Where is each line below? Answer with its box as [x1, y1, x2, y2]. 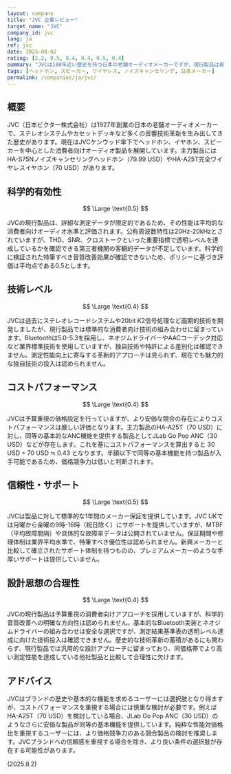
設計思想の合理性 [7, 577, 80, 588]
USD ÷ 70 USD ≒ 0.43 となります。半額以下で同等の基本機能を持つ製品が [7, 448, 216, 457]
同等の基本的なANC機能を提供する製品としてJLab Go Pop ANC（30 [25, 431, 218, 440]
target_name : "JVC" [7, 23, 63, 30]
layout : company [7, 10, 54, 17]
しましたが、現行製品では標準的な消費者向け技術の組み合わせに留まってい [12, 324, 223, 333]
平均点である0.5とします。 [19, 262, 94, 269]
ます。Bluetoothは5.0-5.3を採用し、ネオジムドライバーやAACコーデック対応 [7, 333, 223, 342]
